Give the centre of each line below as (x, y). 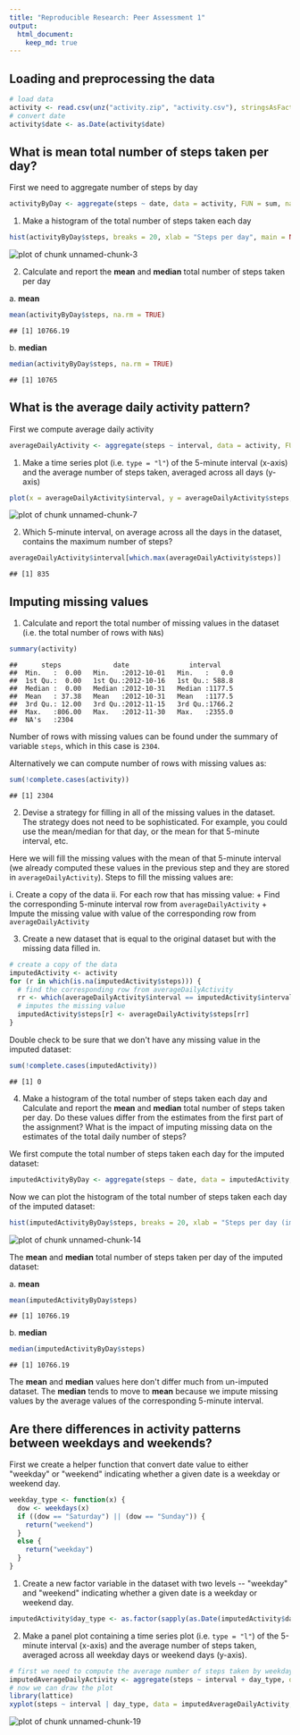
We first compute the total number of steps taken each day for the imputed (147, 1153)
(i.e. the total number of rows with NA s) (93, 633)
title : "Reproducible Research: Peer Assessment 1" (107, 17)
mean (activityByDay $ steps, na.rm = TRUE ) (87, 315)
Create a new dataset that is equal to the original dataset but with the (149, 939)
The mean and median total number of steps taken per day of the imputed (146, 1257)
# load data (31, 99)
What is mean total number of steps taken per (139, 152)
